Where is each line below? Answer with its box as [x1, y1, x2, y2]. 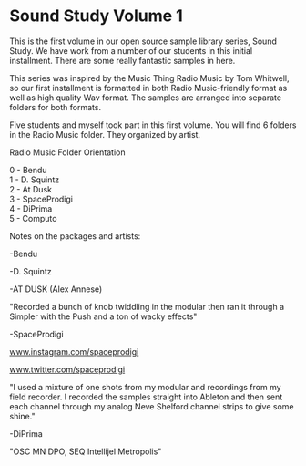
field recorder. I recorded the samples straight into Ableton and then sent [9, 391, 283, 402]
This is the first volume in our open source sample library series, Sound [9, 36, 278, 47]
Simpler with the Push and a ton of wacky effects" [9, 311, 198, 322]
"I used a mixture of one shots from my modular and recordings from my [9, 381, 281, 392]
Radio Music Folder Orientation [9, 147, 126, 158]
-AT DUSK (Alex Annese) [9, 284, 103, 295]
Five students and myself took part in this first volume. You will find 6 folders [9, 119, 297, 130]
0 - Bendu [9, 164, 47, 175]
